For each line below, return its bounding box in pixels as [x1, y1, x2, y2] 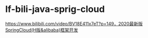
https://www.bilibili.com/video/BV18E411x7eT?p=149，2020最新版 [5, 20, 143, 26]
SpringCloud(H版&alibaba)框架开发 [5, 26, 79, 33]
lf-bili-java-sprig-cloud [5, 3, 105, 15]
